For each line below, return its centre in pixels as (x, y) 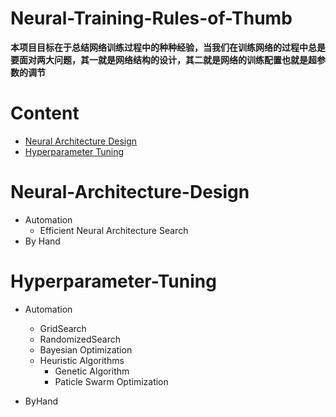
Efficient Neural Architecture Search (114, 230)
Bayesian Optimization (86, 349)
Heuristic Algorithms (82, 360)
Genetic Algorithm (92, 371)
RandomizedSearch (80, 339)
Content (45, 113)
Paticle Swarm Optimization (111, 381)
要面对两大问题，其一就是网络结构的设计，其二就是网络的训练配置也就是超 (163, 59)
